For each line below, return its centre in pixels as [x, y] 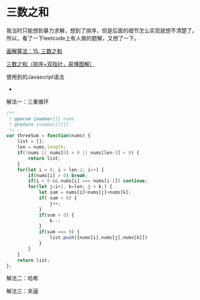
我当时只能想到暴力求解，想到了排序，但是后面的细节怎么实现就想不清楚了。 [102, 30]
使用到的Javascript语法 [35, 77]
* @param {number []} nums [42, 119]
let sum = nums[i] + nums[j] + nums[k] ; [85, 192]
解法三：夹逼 [22, 291]
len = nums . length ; [42, 147]
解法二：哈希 [22, 278]
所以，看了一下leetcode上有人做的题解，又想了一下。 [73, 38]
